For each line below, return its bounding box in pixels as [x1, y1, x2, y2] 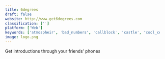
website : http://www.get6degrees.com [5, 16, 82, 21]
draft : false [5, 12, 32, 17]
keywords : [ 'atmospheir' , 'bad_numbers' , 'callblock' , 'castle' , [5, 30, 142, 35]
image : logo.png [5, 35, 38, 40]
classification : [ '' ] [5, 21, 50, 26]
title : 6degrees [5, 7, 38, 12]
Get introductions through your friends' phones [5, 48, 101, 54]
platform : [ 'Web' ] [5, 26, 43, 30]
